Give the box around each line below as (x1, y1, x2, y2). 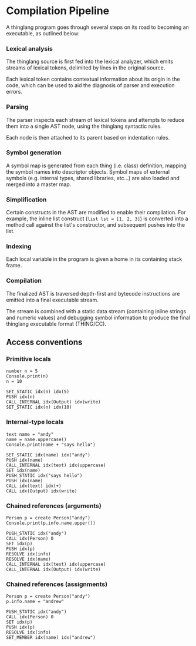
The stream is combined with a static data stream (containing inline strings (6, 307, 187, 314)
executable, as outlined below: (6, 29, 80, 37)
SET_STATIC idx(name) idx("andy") (6, 452, 91, 458)
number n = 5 (6, 368, 38, 375)
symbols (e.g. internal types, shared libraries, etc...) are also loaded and (6, 174, 180, 181)
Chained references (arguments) (6, 502, 102, 510)
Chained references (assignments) (6, 580, 107, 588)
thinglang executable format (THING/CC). (6, 320, 107, 327)
